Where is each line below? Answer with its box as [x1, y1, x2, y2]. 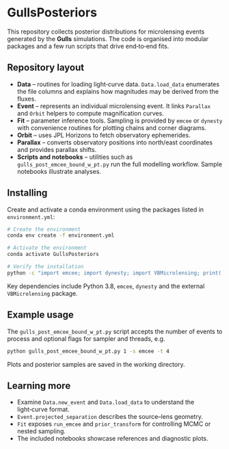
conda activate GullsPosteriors [7, 251, 99, 258]
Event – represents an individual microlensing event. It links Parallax [16, 101, 211, 110]
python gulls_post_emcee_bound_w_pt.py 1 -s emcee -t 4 [7, 348, 170, 355]
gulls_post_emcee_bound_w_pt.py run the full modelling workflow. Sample [16, 159, 222, 168]
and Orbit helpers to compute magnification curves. [16, 109, 164, 117]
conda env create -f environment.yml [7, 232, 115, 239]
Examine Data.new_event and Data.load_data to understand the [16, 398, 195, 407]
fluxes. [16, 94, 36, 103]
